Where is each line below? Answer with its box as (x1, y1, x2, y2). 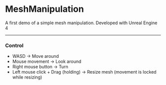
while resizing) (12, 74, 42, 80)
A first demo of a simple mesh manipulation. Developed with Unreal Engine (5, 20, 158, 26)
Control (5, 42, 24, 49)
